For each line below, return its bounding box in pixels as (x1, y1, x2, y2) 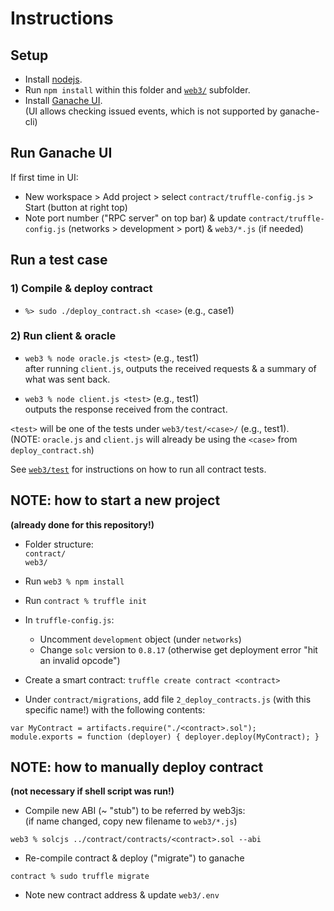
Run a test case (10, 252, 108, 269)
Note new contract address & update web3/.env (24, 889, 220, 901)
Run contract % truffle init (24, 594, 147, 606)
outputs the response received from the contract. (24, 403, 228, 415)
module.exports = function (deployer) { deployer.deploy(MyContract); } (10, 732, 320, 742)
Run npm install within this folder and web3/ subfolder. (24, 84, 251, 96)
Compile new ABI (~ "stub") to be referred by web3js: (24, 805, 246, 817)
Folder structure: (24, 538, 94, 550)
